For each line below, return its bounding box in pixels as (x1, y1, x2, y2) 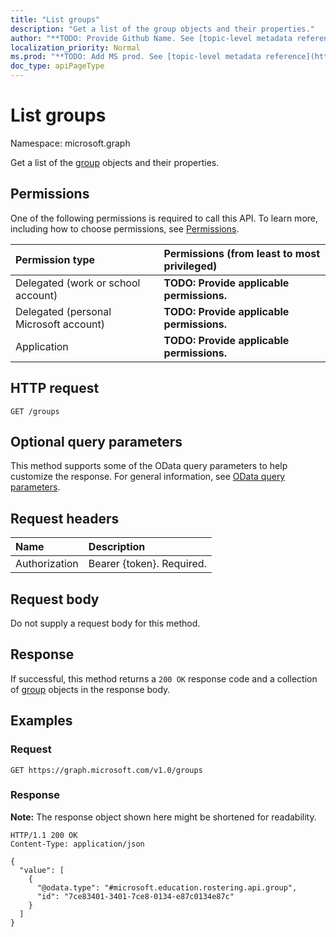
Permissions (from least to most (163, 246, 321, 260)
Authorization (15, 557, 79, 571)
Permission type (15, 252, 96, 266)
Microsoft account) (15, 317, 106, 331)
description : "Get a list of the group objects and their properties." (10, 24, 315, 34)
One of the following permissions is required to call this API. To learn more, (10, 212, 319, 224)
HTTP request (10, 380, 100, 397)
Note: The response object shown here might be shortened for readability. (10, 811, 317, 823)
